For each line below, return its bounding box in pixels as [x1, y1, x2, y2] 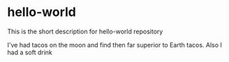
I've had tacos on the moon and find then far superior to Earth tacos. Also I [7, 40, 222, 49]
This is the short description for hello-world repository [7, 27, 163, 36]
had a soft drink [7, 48, 52, 56]
